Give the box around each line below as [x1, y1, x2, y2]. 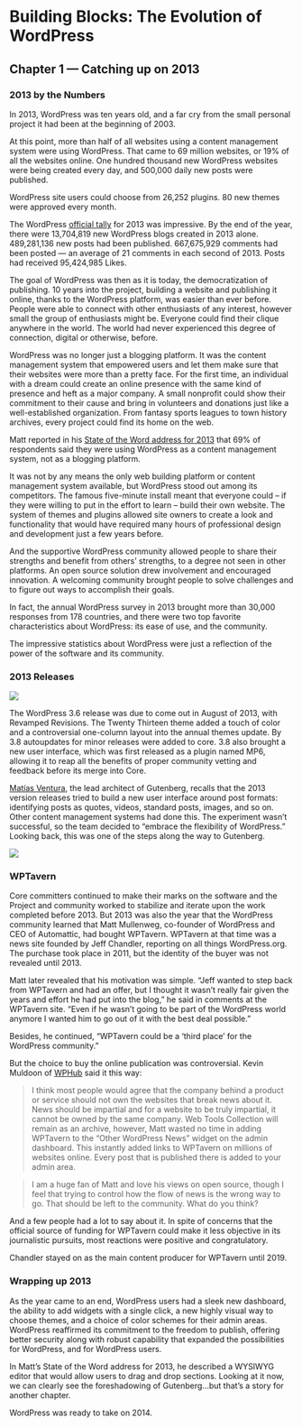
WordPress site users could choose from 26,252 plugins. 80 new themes [9, 191, 280, 202]
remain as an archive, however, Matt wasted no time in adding [31, 1123, 262, 1134]
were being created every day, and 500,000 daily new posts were [9, 164, 253, 175]
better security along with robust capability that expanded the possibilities [9, 1333, 285, 1345]
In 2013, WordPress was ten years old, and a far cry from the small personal [9, 108, 291, 119]
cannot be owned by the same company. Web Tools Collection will [31, 1114, 279, 1125]
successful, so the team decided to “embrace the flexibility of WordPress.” [9, 821, 286, 832]
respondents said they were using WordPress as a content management [9, 444, 277, 455]
